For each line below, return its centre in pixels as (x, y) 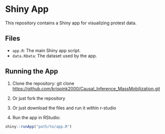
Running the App (32, 71)
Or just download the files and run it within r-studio (64, 108)
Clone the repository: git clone (43, 83)
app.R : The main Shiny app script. (46, 50)
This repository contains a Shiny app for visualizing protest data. (71, 23)
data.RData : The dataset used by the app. (55, 56)
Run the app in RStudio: (36, 117)
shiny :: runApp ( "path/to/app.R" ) (38, 127)
